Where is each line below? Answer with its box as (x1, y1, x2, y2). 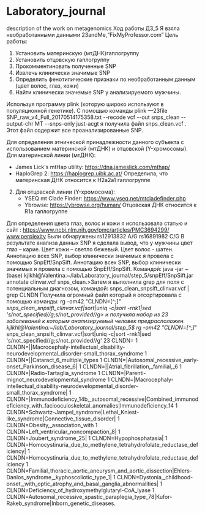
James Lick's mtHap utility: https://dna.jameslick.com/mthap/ (15, 163, 170, 170)
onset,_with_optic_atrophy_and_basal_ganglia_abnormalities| (6, 480, 159, 487)
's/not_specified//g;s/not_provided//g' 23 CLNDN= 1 (6, 336, 138, 344)
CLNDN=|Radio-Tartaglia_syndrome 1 (6, 369, 100, 376)
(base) (6, 272, 23, 279)
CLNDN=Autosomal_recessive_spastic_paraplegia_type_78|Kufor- (6, 493, 173, 500)
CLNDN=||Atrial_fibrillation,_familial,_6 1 (82, 363, 182, 370)
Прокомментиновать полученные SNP (15, 63, 116, 70)
